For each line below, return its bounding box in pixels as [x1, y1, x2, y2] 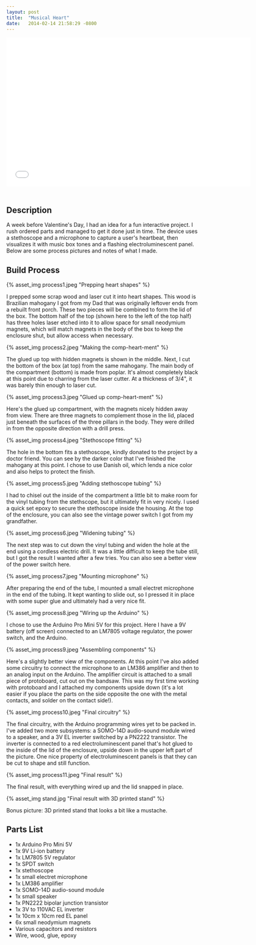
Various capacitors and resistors [15, 925, 97, 932]
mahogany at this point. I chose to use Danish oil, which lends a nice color [6, 461, 193, 468]
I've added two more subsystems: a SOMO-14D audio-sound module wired [6, 727, 196, 734]
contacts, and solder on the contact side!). [6, 697, 113, 704]
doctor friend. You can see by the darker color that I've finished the [6, 455, 176, 462]
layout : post [6, 9, 40, 15]
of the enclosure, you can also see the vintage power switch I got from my [6, 511, 194, 518]
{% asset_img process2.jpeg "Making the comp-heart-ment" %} [6, 344, 169, 351]
